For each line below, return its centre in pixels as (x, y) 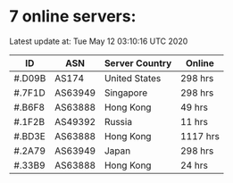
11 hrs (194, 121)
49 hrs (194, 107)
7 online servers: (73, 17)
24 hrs (194, 165)
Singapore (126, 93)
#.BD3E (30, 136)
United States (133, 78)
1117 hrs (200, 136)
